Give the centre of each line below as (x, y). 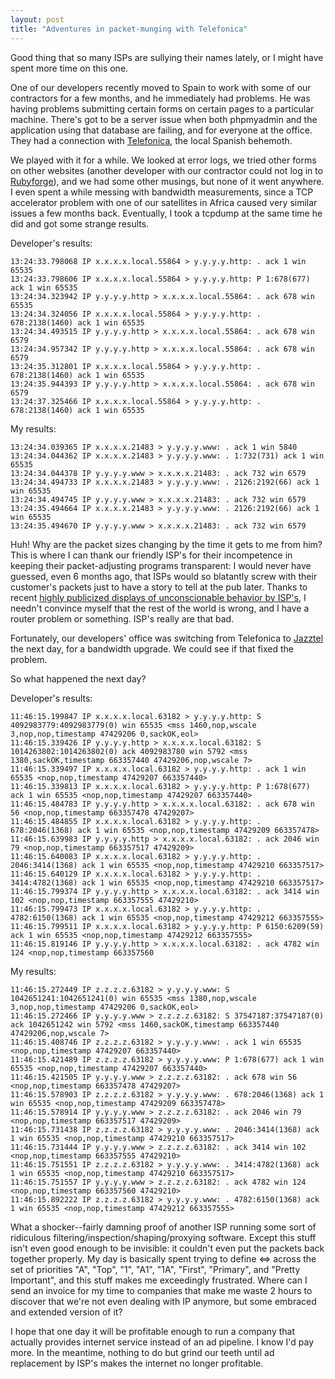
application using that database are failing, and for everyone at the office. (161, 130)
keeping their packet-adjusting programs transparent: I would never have (161, 565)
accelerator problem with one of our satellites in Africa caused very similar (164, 202)
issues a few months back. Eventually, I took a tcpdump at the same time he (166, 213)
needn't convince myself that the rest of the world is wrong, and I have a (160, 608)
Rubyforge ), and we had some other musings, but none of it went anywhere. (167, 181)
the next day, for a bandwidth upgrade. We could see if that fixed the (152, 648)
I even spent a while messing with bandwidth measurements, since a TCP (162, 192)
